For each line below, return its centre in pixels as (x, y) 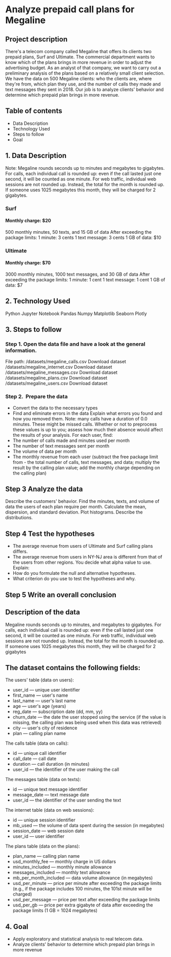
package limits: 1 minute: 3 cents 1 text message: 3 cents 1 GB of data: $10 (83, 237)
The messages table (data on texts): (43, 780)
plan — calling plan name (39, 733)
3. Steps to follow (34, 330)
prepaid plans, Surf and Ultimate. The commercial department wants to (80, 57)
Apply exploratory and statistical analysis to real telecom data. (78, 939)
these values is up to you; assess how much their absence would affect (88, 429)
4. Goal (17, 927)
